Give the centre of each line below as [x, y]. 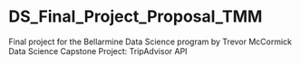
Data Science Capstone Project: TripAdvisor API [98, 51]
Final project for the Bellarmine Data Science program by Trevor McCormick [150, 42]
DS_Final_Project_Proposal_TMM [136, 17]
